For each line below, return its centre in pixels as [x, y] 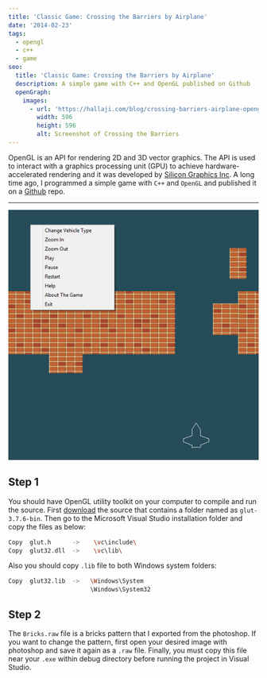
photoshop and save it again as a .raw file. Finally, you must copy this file [128, 650]
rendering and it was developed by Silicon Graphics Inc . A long [152, 174]
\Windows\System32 [120, 590]
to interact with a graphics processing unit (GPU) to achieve [106, 166]
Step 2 [25, 614]
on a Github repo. [37, 191]
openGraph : [33, 92]
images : [35, 100]
